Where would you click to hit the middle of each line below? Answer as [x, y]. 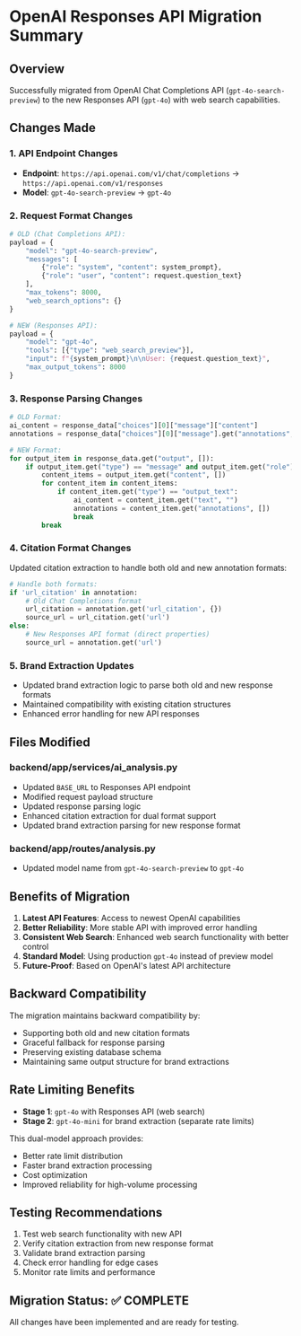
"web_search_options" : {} [74, 301]
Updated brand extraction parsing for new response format [131, 825]
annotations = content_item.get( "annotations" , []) [172, 508]
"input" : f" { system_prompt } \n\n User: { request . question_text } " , [148, 359]
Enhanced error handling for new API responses [111, 714]
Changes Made [52, 128]
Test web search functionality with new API [102, 1234]
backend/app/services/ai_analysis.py [94, 768]
